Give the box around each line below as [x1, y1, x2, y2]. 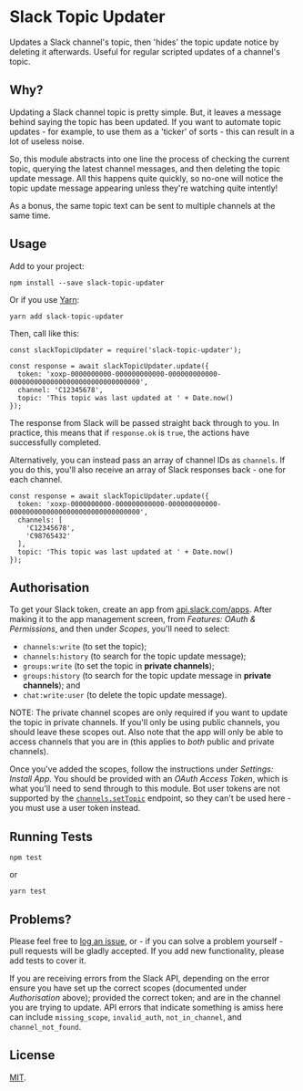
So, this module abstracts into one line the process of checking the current [9, 153, 290, 164]
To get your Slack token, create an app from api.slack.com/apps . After [9, 604, 273, 615]
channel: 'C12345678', [17, 385, 104, 394]
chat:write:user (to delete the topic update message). [22, 690, 227, 701]
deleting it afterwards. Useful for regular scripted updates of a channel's [9, 46, 280, 57]
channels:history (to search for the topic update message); [22, 650, 247, 662]
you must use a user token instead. [9, 803, 141, 814]
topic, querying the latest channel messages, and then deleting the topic [9, 162, 281, 174]
